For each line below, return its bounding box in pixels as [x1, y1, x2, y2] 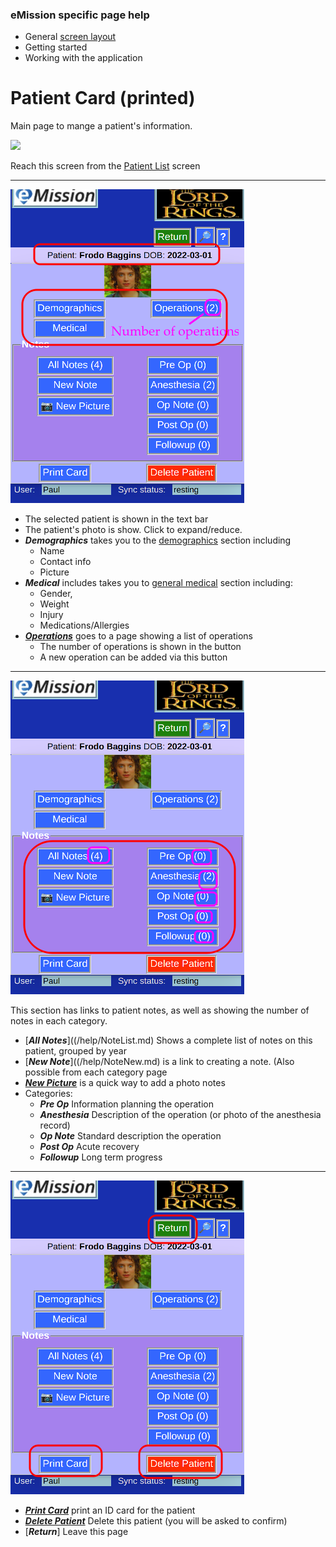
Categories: [24, 1088, 73, 1100]
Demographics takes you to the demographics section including [24, 534, 292, 547]
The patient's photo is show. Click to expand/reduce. [24, 524, 243, 536]
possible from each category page [24, 1066, 168, 1078]
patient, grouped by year [24, 1045, 127, 1057]
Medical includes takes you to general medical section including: [24, 577, 293, 589]
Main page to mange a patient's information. [10, 120, 193, 132]
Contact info [39, 556, 92, 568]
